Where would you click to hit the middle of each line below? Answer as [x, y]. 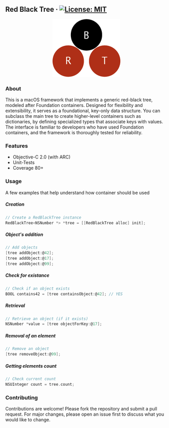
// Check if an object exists [38, 289]
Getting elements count [31, 366]
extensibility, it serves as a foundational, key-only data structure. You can [83, 111]
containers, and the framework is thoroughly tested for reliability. [74, 133]
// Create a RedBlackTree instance [43, 217]
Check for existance [27, 275]
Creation [15, 204]
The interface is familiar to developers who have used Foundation [75, 127]
